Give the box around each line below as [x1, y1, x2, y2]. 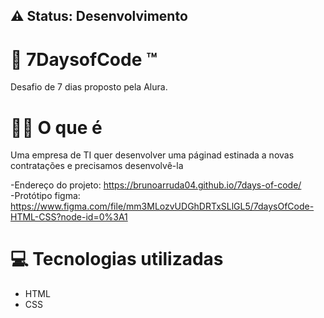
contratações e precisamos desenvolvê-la [10, 160, 184, 172]
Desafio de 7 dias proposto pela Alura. [10, 81, 168, 93]
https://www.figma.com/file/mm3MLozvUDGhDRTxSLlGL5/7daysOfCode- [10, 200, 315, 213]
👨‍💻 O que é [10, 116, 103, 139]
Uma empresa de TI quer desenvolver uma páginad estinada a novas [10, 149, 295, 161]
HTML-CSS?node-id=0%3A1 [10, 211, 128, 223]
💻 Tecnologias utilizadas [10, 248, 224, 271]
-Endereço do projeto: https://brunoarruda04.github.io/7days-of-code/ [10, 179, 302, 191]
